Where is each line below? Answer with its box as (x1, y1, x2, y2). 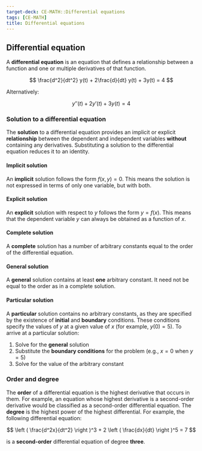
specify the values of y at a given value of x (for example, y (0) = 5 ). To (6, 322, 182, 330)
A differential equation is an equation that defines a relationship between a (6, 59, 194, 66)
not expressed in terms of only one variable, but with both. (6, 182, 152, 189)
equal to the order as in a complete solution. (6, 283, 116, 290)
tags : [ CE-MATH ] (6, 14, 47, 21)
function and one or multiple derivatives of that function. (6, 65, 147, 72)
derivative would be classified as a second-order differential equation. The (6, 401, 192, 409)
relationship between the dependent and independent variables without (6, 135, 187, 142)
